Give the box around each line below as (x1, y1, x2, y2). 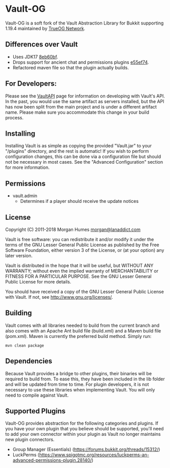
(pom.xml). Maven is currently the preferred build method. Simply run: (5, 333, 152, 339)
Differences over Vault (5, 40, 78, 49)
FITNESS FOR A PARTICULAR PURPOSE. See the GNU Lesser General (5, 273, 152, 279)
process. (5, 114, 24, 120)
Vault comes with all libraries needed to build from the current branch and (5, 322, 160, 328)
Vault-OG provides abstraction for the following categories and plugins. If (5, 420, 159, 426)
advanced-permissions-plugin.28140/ (12, 457, 92, 463)
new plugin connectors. (5, 436, 55, 443)
